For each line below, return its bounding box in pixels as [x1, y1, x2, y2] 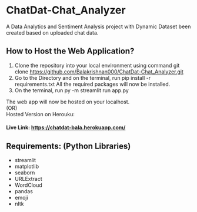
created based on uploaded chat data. [6, 29, 99, 36]
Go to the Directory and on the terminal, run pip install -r [14, 74, 151, 81]
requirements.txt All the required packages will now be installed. [14, 80, 171, 88]
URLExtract [14, 176, 42, 183]
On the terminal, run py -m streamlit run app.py [14, 86, 129, 94]
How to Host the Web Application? [6, 46, 135, 56]
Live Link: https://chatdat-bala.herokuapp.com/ [6, 124, 126, 131]
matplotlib [14, 163, 39, 170]
